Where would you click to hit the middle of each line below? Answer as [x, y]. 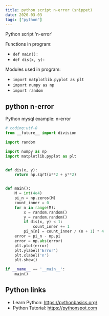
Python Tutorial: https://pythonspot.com [55, 308]
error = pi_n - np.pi [37, 236]
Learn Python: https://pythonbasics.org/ [55, 302]
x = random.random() [46, 212]
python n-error [30, 106]
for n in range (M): [35, 208]
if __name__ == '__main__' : [35, 269]
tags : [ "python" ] [24, 19]
